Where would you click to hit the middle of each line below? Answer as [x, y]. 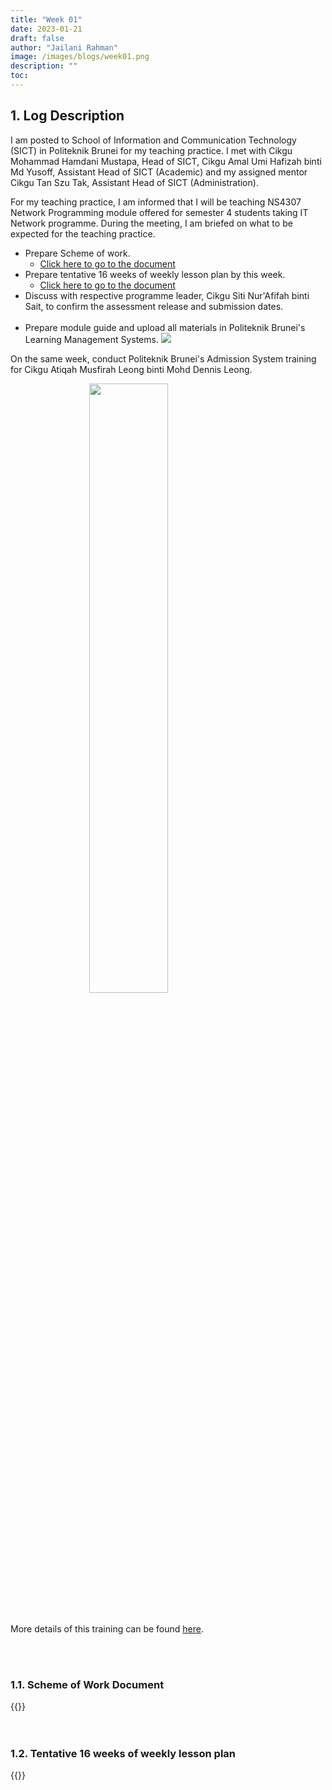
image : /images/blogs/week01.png [80, 57]
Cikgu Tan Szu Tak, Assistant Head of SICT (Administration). [134, 182]
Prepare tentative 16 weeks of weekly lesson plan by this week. [155, 274]
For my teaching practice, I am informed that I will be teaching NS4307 [156, 202]
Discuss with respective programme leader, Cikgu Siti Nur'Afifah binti [167, 295]
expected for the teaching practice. [83, 233]
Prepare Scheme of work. [77, 253]
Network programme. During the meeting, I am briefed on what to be [151, 223]
